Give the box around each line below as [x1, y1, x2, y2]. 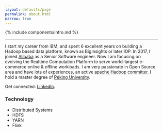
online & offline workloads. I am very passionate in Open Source [27, 64, 156, 70]
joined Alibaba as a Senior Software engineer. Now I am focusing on [5, 54, 141, 60]
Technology [5, 96, 34, 102]
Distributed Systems [12, 107, 53, 113]
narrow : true [5, 16, 32, 21]
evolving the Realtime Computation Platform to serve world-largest [5, 59, 139, 65]
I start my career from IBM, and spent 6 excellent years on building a [5, 43, 142, 49]
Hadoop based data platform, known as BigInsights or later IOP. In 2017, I [5, 49, 150, 54]
